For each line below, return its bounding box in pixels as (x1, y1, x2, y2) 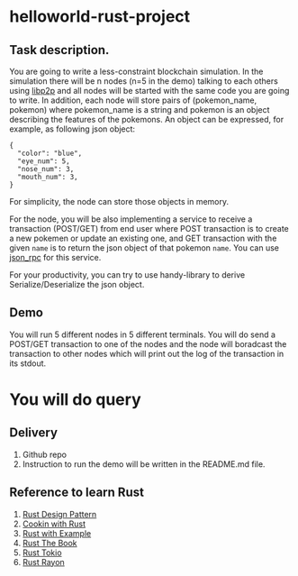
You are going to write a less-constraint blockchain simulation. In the (9, 66, 264, 77)
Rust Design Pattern (22, 508, 97, 519)
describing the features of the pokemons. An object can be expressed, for (9, 114, 284, 124)
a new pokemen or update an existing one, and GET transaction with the (9, 233, 277, 243)
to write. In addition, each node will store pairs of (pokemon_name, (9, 95, 257, 105)
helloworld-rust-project (9, 6, 191, 27)
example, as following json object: (9, 123, 136, 134)
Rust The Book (22, 537, 78, 548)
